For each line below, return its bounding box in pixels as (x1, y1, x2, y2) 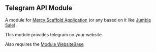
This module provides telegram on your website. (5, 31, 103, 37)
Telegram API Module (5, 4, 73, 12)
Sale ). (5, 22, 17, 28)
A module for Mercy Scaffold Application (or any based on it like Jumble (5, 17, 151, 23)
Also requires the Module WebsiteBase (5, 41, 84, 47)
